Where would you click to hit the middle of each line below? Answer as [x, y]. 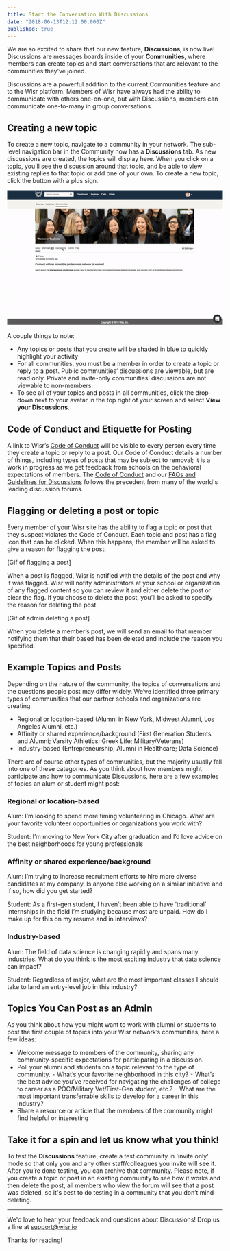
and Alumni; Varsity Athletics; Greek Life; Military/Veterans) [101, 741]
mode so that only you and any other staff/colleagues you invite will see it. [112, 1164]
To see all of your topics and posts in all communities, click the [105, 393]
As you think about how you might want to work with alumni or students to [112, 1025]
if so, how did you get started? [50, 891]
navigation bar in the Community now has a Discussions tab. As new [119, 151]
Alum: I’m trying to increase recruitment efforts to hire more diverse [102, 877]
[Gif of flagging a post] [39, 562]
